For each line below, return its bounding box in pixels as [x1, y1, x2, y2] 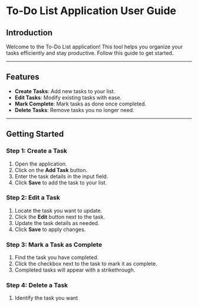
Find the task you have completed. [14, 254, 99, 261]
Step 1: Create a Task [6, 147, 68, 155]
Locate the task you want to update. [14, 207, 103, 214]
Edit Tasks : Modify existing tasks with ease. [14, 94, 122, 101]
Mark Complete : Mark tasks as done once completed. [14, 100, 147, 107]
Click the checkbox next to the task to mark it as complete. [14, 260, 158, 268]
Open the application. [14, 160, 67, 167]
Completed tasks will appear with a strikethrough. [14, 266, 136, 273]
